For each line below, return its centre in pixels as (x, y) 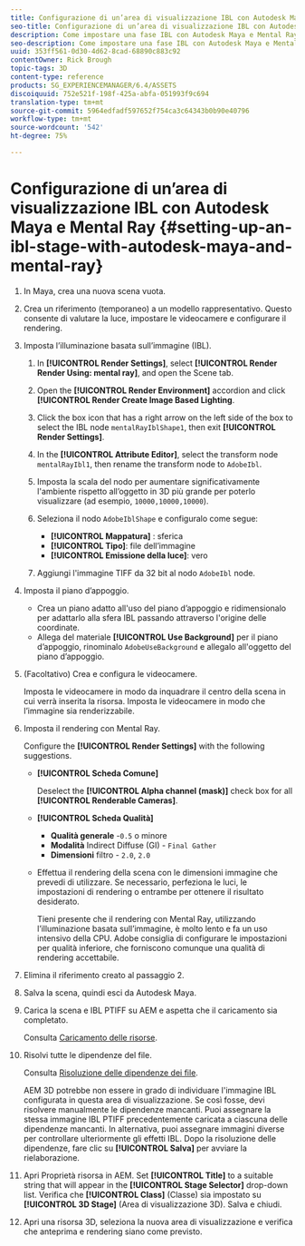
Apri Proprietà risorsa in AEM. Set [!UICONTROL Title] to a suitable (148, 1175)
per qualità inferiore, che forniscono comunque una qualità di (151, 947)
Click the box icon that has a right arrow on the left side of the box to (165, 417)
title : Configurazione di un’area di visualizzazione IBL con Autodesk (148, 18)
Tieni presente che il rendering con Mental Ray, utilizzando (146, 918)
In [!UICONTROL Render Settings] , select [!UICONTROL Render (157, 363)
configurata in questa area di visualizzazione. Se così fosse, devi (144, 1100)
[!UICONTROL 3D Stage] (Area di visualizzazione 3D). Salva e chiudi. (152, 1204)
